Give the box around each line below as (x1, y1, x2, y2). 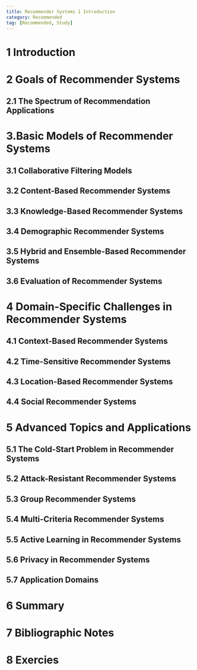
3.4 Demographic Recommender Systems (6, 226, 164, 236)
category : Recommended (6, 14, 62, 20)
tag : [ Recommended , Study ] (6, 20, 73, 26)
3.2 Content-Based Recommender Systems (6, 186, 171, 196)
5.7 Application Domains (6, 575, 99, 585)
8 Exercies (6, 653, 59, 666)
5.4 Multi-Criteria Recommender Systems (6, 514, 164, 524)
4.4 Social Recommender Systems (6, 397, 136, 407)
